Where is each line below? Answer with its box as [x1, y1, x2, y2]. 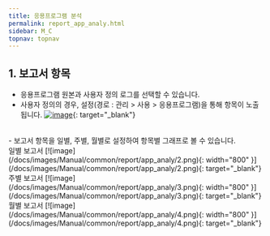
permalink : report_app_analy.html [8, 19, 126, 28]
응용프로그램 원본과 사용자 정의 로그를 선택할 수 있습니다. [19, 90, 200, 100]
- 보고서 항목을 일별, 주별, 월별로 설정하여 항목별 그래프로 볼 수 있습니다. [8, 135, 237, 146]
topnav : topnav [8, 34, 60, 43]
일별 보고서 [8, 146, 44, 156]
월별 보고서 [8, 200, 44, 211]
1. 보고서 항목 [8, 67, 71, 80]
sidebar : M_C [8, 27, 53, 35]
